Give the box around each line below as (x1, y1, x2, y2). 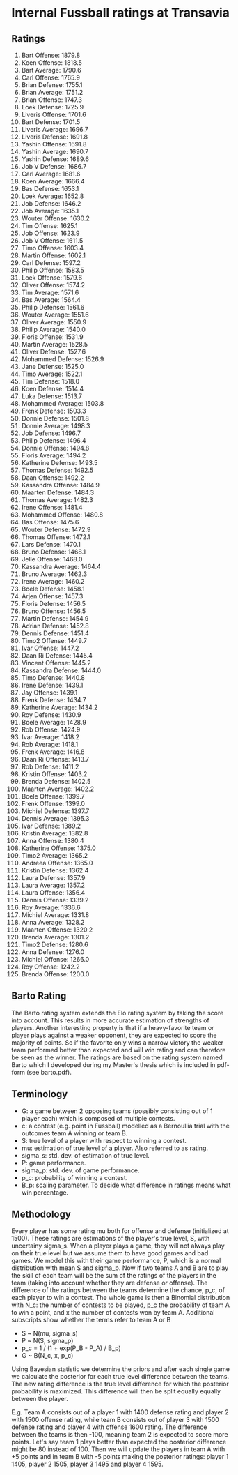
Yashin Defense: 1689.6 (21, 155, 90, 163)
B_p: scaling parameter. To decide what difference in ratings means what (21, 1181, 231, 1189)
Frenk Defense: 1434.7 (21, 696, 86, 704)
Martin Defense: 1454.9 (21, 614, 89, 622)
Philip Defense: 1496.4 (21, 437, 86, 444)
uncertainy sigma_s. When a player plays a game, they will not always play (11, 1241, 225, 1250)
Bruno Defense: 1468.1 (21, 547, 86, 556)
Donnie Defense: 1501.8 (21, 414, 90, 423)
